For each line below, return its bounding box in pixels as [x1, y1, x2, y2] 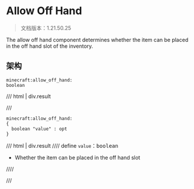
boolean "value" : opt [11, 126, 67, 132]
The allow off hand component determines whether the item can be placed [6, 36, 189, 43]
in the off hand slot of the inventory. [6, 43, 93, 50]
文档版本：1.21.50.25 [20, 24, 72, 31]
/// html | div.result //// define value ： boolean [6, 142, 118, 149]
